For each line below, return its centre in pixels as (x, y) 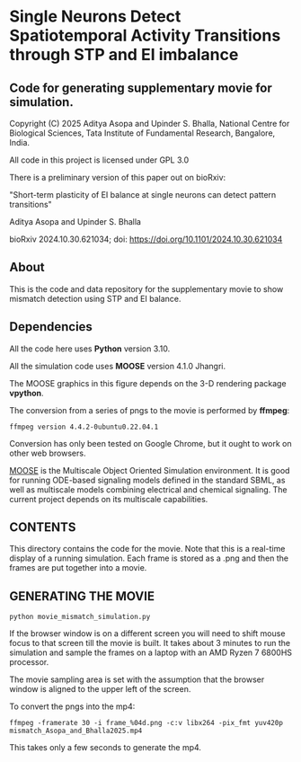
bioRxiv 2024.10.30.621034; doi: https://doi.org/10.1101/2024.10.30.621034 (146, 239)
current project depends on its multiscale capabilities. (109, 499)
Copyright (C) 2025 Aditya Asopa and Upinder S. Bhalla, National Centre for (150, 124)
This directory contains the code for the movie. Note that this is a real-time (147, 549)
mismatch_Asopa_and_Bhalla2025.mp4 (76, 731)
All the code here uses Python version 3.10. (90, 349)
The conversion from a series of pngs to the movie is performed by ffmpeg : (150, 410)
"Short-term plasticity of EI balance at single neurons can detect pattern (143, 195)
